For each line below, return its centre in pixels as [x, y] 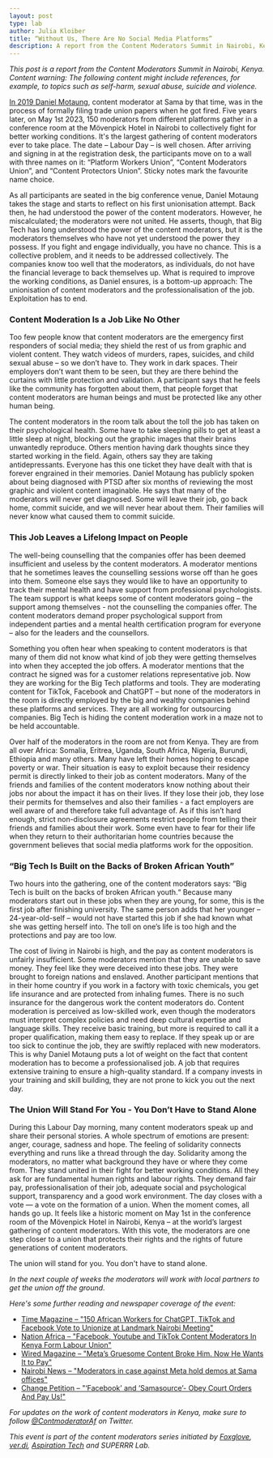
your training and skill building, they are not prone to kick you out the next [132, 1080]
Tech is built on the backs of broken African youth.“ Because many [121, 892]
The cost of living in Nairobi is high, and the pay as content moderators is [131, 951]
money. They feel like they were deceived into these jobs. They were [124, 968]
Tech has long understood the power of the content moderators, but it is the [136, 230]
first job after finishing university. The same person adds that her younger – [135, 909]
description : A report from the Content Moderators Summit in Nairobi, [132, 46]
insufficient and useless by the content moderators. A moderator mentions [133, 563]
